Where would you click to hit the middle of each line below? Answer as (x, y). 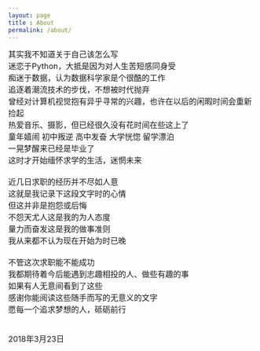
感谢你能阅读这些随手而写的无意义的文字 (83, 298)
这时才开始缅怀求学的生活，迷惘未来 (75, 160)
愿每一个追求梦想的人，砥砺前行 (68, 309)
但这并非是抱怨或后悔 (48, 206)
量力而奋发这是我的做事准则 (60, 229)
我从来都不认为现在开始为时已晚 (68, 241)
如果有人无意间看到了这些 (56, 286)
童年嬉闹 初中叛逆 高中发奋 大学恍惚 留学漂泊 (92, 137)
